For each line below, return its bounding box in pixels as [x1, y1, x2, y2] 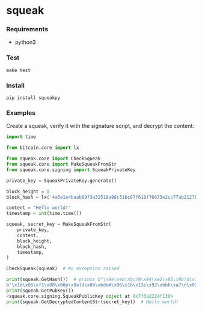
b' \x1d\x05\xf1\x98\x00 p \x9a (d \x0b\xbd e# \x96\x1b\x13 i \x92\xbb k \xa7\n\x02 [6, 282, 198, 288]
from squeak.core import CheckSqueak [6, 155, 101, 162]
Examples [6, 109, 36, 117]
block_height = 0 [6, 189, 50, 195]
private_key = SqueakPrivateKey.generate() [6, 178, 117, 184]
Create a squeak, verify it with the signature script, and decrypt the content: [6, 122, 194, 130]
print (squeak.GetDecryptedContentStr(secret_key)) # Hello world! [6, 298, 179, 305]
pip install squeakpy [6, 95, 61, 101]
